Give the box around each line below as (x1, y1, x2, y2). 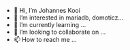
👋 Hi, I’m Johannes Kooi (13, 7, 80, 14)
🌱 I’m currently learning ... (13, 21, 86, 28)
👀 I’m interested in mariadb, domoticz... (13, 14, 124, 22)
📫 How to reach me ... (13, 36, 77, 43)
